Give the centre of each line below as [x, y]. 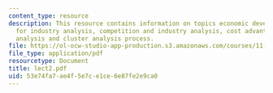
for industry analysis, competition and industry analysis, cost [129, 31]
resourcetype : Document [49, 61]
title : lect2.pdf [38, 69]
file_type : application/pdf [56, 53]
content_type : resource [49, 16]
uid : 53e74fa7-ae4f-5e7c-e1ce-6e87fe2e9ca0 [83, 76]
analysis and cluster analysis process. [85, 38]
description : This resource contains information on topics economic [129, 23]
